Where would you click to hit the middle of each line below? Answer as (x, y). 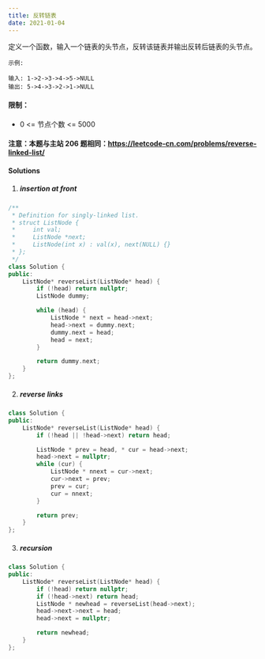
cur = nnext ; (71, 494)
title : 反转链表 (32, 15)
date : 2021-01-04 (37, 23)
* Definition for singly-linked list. (75, 215)
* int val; (36, 230)
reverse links (41, 394)
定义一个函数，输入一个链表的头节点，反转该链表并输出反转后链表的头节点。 (132, 46)
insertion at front (48, 189)
